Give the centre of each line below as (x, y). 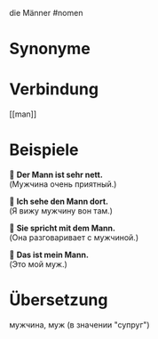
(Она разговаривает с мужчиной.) (74, 238)
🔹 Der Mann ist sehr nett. (56, 175)
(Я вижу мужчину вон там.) (61, 211)
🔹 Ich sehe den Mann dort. (59, 202)
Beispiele (44, 150)
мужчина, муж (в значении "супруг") (79, 325)
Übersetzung (59, 300)
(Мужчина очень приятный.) (63, 184)
